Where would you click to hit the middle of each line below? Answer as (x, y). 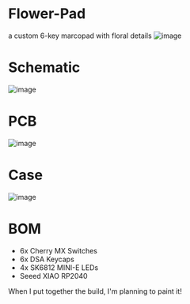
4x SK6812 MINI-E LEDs (59, 267)
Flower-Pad (47, 14)
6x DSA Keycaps (47, 259)
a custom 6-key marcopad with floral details (80, 36)
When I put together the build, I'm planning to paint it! (95, 291)
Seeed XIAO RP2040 (54, 276)
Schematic (44, 68)
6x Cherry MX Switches (58, 250)
